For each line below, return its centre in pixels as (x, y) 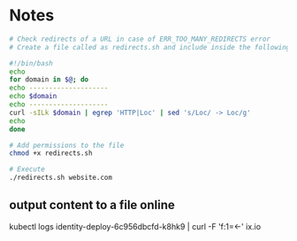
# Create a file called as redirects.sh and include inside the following (150, 47)
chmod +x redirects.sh (51, 153)
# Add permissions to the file (67, 145)
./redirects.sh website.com (61, 178)
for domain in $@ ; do (49, 80)
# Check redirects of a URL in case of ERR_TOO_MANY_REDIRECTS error (140, 39)
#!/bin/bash (31, 63)
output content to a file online (92, 205)
